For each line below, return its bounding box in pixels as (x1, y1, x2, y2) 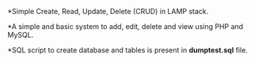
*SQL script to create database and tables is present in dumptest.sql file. (7, 46, 249, 54)
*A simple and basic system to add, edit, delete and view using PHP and (7, 22, 243, 31)
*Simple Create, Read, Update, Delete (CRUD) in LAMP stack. (7, 7, 209, 16)
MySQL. (7, 31, 34, 39)
